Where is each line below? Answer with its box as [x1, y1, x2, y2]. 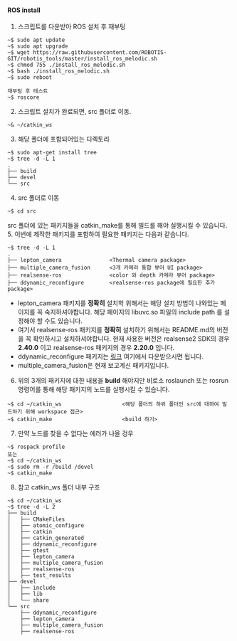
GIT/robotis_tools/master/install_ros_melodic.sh [7, 55, 158, 63]
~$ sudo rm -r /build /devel [7, 463, 94, 471]
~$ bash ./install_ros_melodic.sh [7, 68, 110, 75]
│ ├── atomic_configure [7, 522, 84, 529]
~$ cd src [7, 208, 37, 215]
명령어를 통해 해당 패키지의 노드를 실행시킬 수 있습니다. [17, 385, 170, 394]
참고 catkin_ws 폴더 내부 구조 [17, 483, 100, 492]
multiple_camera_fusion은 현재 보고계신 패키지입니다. [17, 361, 169, 370]
